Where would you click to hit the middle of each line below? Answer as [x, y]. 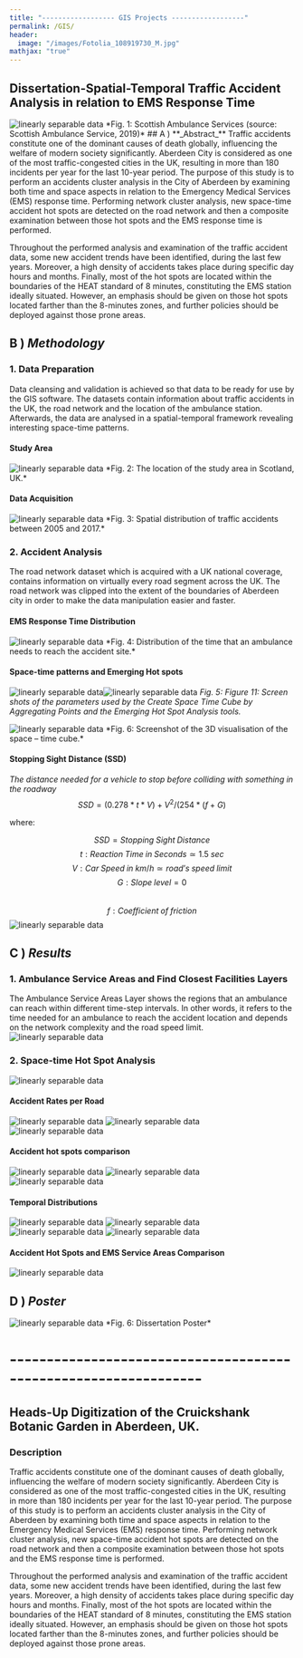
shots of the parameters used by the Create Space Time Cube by [131, 701]
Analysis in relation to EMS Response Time [133, 102]
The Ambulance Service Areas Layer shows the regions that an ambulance [148, 998]
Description [36, 1452]
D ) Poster [38, 1301]
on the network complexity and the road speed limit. [107, 1027]
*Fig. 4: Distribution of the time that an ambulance [199, 641]
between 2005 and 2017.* [57, 529]
